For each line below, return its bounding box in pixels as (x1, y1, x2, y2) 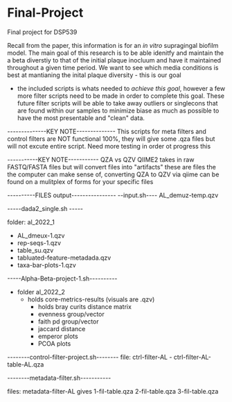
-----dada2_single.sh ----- (7, 204, 84, 212)
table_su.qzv (17, 246, 54, 254)
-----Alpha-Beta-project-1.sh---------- (7, 274, 118, 283)
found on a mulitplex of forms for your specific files (7, 177, 154, 185)
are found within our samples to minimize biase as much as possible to (17, 106, 220, 115)
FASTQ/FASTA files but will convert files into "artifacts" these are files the (7, 162, 216, 171)
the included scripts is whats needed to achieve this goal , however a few (17, 84, 226, 92)
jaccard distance (37, 324, 86, 333)
